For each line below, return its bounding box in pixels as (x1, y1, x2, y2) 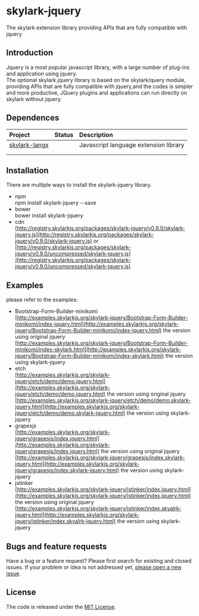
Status (54, 131, 73, 139)
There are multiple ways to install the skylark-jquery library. (6, 181, 152, 189)
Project (9, 131, 30, 139)
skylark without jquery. (6, 95, 63, 102)
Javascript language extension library (79, 141, 185, 149)
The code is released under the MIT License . (6, 603, 116, 610)
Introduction (6, 48, 54, 58)
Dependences (6, 113, 60, 123)
